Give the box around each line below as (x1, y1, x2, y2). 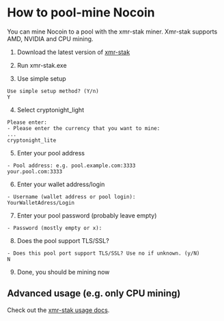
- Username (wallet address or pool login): (7, 193, 136, 200)
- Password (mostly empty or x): (7, 224, 102, 231)
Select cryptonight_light (16, 105, 84, 114)
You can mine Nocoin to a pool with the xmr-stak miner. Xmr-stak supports (7, 27, 218, 36)
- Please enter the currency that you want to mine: (7, 125, 160, 131)
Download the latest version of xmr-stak (16, 48, 130, 56)
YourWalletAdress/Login (7, 199, 75, 206)
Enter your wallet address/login (16, 180, 105, 188)
